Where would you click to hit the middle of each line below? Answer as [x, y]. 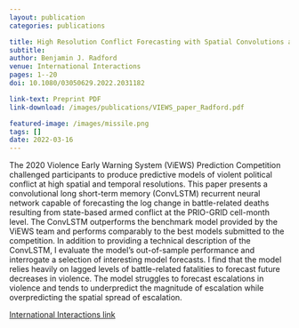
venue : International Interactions [75, 67]
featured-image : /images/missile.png [79, 124]
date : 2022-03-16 [41, 140]
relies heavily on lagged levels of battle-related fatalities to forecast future [145, 269]
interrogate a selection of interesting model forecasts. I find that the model [145, 260]
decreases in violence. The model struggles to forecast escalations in [137, 279]
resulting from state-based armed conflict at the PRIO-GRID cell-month [139, 212]
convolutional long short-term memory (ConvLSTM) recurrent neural [135, 194]
